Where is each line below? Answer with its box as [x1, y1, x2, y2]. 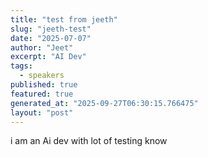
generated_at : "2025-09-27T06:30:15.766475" [10, 98, 199, 108]
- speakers [19, 71, 65, 81]
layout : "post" [10, 107, 74, 118]
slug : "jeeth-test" [10, 24, 92, 34]
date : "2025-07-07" [10, 33, 92, 43]
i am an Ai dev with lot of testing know [10, 135, 168, 147]
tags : [10, 61, 33, 71]
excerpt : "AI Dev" [10, 52, 87, 62]
